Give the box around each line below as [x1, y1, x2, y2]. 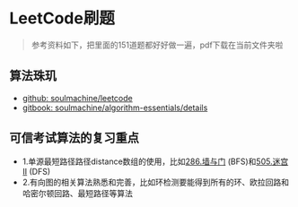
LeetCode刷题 [9, 8, 115, 29]
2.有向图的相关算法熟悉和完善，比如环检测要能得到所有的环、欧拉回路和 [22, 177, 290, 187]
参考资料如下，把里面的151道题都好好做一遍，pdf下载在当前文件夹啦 [31, 39, 284, 50]
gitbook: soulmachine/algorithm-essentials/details [22, 102, 208, 113]
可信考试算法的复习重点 [9, 131, 139, 146]
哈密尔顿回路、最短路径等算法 [22, 187, 133, 198]
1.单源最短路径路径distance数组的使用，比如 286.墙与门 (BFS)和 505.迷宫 [22, 156, 289, 167]
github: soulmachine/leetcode [22, 92, 133, 103]
